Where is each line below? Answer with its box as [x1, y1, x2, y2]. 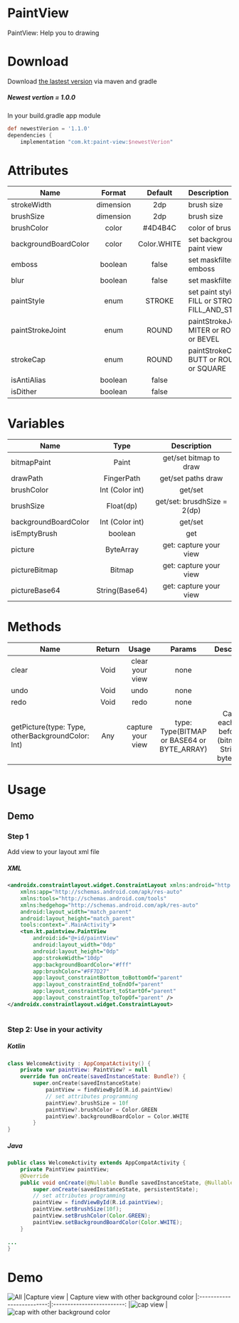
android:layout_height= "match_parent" [20, 914, 135, 922]
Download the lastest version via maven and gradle [7, 77, 158, 85]
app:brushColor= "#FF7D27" [33, 968, 110, 975]
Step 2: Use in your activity [7, 1024, 103, 1034]
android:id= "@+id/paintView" [33, 934, 119, 942]
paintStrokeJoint [11, 325, 66, 335]
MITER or [188, 325, 219, 335]
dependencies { [7, 132, 53, 139]
